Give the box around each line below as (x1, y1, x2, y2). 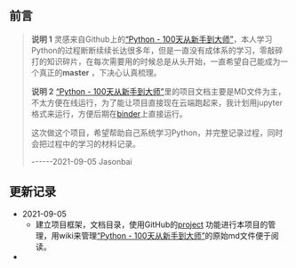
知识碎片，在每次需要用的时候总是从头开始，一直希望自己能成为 (46, 56, 281, 67)
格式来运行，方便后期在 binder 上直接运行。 (30, 108, 188, 118)
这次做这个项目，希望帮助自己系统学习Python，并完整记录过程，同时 (30, 127, 284, 138)
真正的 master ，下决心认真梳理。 (38, 67, 162, 77)
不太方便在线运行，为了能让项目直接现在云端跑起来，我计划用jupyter (30, 97, 283, 108)
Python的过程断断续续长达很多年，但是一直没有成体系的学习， (30, 45, 260, 55)
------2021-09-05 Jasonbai (30, 156, 132, 166)
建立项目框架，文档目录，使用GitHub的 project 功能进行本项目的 (35, 219, 268, 230)
